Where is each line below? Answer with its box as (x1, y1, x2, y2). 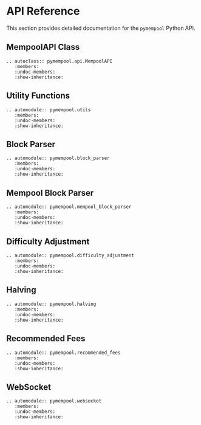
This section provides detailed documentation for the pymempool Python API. (6, 24, 196, 32)
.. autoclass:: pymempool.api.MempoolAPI (6, 58, 113, 64)
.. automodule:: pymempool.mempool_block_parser (6, 204, 132, 210)
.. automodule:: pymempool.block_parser (6, 155, 111, 162)
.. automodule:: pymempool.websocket (6, 398, 102, 404)
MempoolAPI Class (6, 42, 80, 52)
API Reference (6, 4, 80, 18)
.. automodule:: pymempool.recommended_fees (6, 350, 121, 356)
